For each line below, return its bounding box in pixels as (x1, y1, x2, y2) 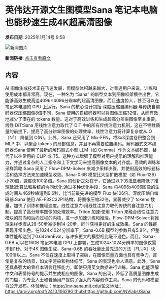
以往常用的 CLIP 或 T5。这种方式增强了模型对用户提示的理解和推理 (13, 153, 149, 159)
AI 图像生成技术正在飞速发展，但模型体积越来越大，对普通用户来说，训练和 (5, 85, 158, 91)
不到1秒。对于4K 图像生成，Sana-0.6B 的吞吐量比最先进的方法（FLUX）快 (5, 246, 156, 252)
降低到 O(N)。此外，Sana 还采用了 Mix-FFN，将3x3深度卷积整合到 (20, 134, 155, 140)
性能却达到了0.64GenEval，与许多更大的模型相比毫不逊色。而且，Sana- (9, 233, 156, 239)
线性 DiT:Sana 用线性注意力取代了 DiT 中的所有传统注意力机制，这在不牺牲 (5, 122, 156, 128)
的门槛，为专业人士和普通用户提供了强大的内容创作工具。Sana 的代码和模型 (5, 276, 159, 282)
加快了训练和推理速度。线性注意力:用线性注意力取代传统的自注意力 (13, 202, 149, 208)
